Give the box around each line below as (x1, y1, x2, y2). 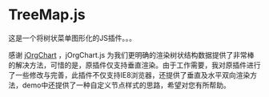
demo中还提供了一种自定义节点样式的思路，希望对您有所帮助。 (22, 80, 231, 90)
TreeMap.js (8, 6, 86, 24)
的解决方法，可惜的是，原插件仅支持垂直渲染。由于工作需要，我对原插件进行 (8, 60, 261, 70)
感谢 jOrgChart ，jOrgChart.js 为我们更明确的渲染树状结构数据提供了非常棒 (8, 50, 255, 59)
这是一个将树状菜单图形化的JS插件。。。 (8, 33, 136, 42)
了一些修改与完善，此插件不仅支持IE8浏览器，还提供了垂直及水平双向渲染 (8, 70, 251, 79)
